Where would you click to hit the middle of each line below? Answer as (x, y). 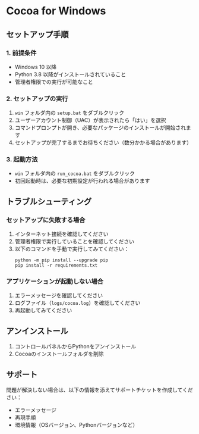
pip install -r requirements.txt (56, 266)
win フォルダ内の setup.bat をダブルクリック (70, 113)
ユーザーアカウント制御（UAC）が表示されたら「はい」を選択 (90, 120)
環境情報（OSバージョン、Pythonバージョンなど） (76, 425)
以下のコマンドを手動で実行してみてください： (72, 249)
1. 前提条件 (21, 53)
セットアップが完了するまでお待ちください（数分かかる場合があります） (103, 143)
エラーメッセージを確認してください (59, 295)
